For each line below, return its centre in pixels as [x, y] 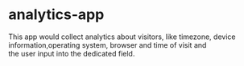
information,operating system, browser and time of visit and [108, 45]
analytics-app [56, 15]
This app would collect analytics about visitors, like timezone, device [122, 37]
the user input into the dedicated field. [72, 53]
